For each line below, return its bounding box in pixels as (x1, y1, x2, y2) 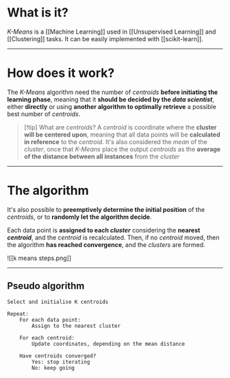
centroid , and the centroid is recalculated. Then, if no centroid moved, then (7, 233, 220, 241)
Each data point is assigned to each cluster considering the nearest (7, 226, 201, 234)
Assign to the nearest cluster (31, 322, 121, 329)
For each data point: (19, 316, 81, 323)
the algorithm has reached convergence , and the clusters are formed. (7, 240, 205, 248)
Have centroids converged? (19, 352, 97, 359)
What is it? (7, 5, 69, 21)
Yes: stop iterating (31, 358, 90, 365)
